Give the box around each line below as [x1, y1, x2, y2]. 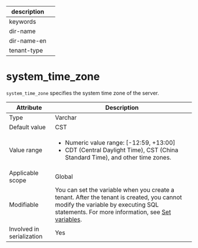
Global [55, 172, 73, 181]
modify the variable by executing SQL [55, 200, 159, 208]
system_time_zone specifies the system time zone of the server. [6, 89, 159, 96]
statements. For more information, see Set [55, 208, 171, 216]
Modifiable [9, 200, 39, 208]
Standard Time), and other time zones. [64, 153, 171, 161]
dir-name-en [9, 37, 47, 45]
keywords [9, 18, 37, 25]
